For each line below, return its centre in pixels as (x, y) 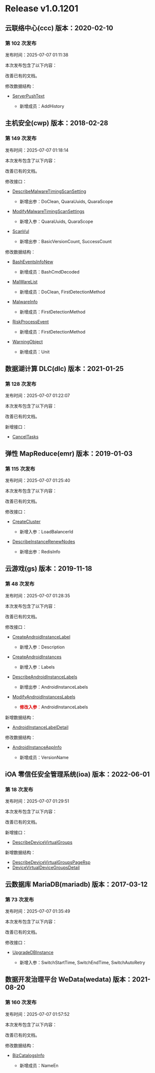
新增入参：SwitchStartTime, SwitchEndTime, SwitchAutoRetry (82, 963)
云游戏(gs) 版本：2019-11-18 (49, 569)
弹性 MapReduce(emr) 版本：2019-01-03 (69, 453)
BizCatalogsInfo (28, 1055)
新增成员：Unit (35, 352)
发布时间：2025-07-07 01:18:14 (37, 150)
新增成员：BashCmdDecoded (49, 272)
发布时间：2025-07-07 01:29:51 (37, 801)
